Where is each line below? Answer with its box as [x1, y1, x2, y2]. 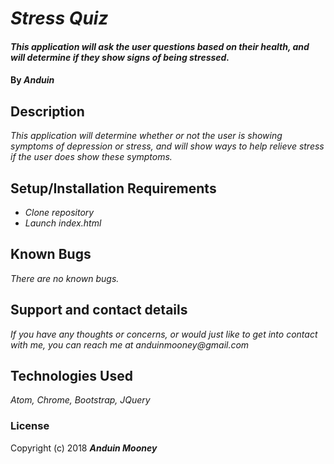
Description [10, 103, 85, 120]
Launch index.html [24, 217, 102, 229]
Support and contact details [10, 302, 188, 319]
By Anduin [10, 74, 55, 86]
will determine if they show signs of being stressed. [10, 51, 230, 63]
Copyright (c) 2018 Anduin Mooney [10, 442, 158, 454]
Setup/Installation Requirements [10, 180, 217, 197]
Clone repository [24, 207, 95, 218]
